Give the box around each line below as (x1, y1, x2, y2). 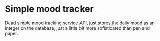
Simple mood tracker (5, 3, 94, 15)
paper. (5, 30, 18, 36)
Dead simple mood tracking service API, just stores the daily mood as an (5, 20, 155, 26)
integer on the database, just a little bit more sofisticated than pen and (5, 25, 150, 31)
